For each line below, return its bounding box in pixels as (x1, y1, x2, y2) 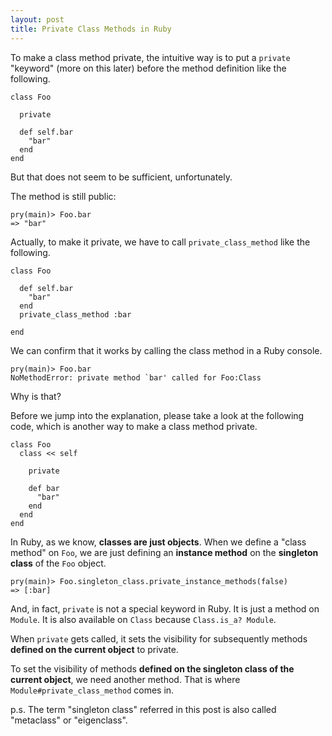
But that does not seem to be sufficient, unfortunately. (10, 171, 233, 183)
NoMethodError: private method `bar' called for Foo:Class (10, 372, 262, 383)
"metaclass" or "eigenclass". (10, 714, 128, 726)
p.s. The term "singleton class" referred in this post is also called (10, 703, 277, 715)
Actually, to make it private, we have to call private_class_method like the (10, 236, 311, 248)
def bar (28, 483, 60, 493)
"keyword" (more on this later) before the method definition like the (10, 62, 287, 74)
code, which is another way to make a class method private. (10, 420, 258, 432)
